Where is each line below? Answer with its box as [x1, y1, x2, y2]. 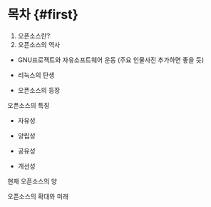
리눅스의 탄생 [17, 71, 55, 79]
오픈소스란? [17, 31, 51, 40]
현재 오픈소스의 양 [7, 176, 57, 186]
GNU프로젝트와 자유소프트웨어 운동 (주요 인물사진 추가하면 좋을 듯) [17, 55, 205, 64]
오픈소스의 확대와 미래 [7, 192, 69, 201]
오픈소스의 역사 [17, 40, 61, 49]
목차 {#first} [7, 6, 78, 23]
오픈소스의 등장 [17, 86, 61, 94]
